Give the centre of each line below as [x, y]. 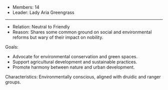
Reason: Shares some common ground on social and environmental [82, 32]
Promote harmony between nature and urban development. [73, 67]
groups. [13, 82]
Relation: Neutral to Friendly [41, 27]
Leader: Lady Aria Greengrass [43, 12]
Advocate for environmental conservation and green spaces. [75, 56]
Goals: [12, 47]
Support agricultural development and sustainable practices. [75, 62]
